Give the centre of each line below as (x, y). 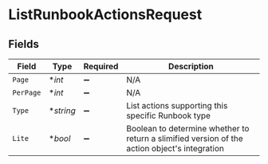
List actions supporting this (177, 105)
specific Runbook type (169, 115)
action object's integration (175, 148)
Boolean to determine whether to (188, 129)
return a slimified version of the (185, 139)
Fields (24, 44)
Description (191, 66)
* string (62, 111)
